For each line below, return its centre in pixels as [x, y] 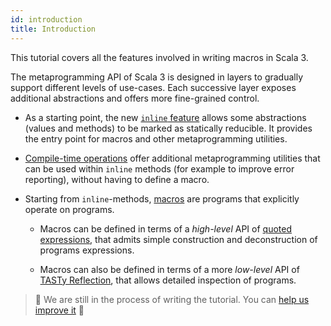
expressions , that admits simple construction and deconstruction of [178, 239]
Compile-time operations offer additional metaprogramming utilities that [172, 158]
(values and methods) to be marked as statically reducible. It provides [168, 128]
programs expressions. [87, 250]
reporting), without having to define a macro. [117, 179]
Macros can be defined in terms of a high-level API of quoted [165, 228]
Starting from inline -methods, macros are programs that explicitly [162, 198]
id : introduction [46, 19]
